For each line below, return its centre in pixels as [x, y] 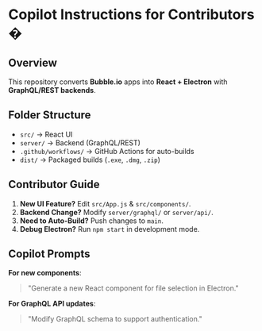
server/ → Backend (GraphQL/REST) [80, 142]
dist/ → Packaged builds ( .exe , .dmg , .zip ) [90, 160]
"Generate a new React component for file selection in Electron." [133, 288]
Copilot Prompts [49, 254]
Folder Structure [50, 115]
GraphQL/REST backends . [52, 90]
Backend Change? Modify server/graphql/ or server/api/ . [117, 212]
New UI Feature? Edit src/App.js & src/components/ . [105, 203]
